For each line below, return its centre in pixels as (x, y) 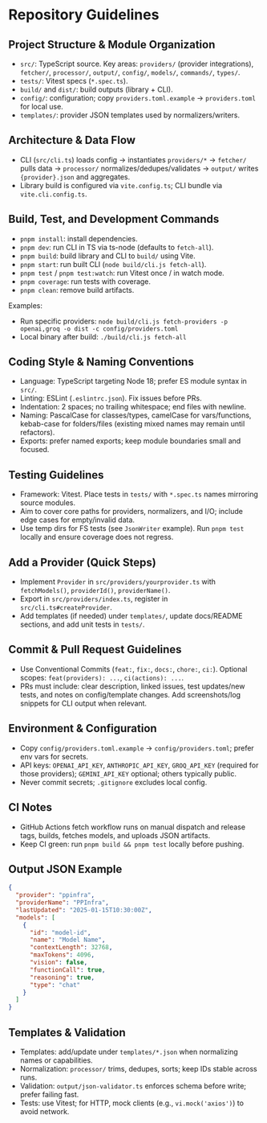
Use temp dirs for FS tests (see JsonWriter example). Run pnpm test (132, 529)
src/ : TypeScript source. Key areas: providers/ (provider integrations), (137, 64)
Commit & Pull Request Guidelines (95, 650)
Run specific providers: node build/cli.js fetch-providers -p (124, 321)
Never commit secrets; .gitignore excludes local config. (113, 782)
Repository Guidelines (84, 15)
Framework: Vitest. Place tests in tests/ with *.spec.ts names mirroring (139, 494)
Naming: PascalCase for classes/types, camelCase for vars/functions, (136, 415)
